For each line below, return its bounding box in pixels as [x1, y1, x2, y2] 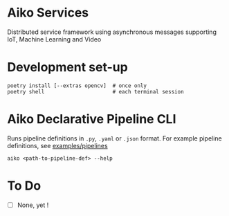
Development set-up [7, 60, 128, 75]
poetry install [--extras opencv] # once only [7, 82, 147, 89]
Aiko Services [7, 5, 89, 21]
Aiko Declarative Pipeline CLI [7, 111, 176, 127]
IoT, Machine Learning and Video [7, 35, 102, 43]
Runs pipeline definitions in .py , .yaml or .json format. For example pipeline [7, 134, 223, 143]
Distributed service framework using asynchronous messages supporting [7, 28, 217, 36]
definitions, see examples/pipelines [7, 141, 109, 150]
